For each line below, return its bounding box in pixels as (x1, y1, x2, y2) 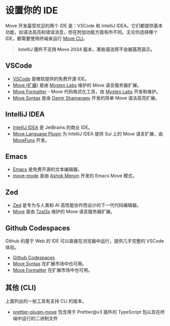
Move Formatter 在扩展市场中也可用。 (12, 267, 93, 273)
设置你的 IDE (5, 5, 58, 16)
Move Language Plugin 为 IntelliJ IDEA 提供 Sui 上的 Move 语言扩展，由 (12, 131, 163, 137)
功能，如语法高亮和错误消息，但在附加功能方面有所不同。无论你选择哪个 (5, 29, 158, 35)
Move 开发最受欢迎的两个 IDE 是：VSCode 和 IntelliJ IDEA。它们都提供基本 (5, 23, 163, 29)
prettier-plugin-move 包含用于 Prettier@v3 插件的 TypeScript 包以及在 (12, 309, 161, 315)
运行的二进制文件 (22, 315, 58, 321)
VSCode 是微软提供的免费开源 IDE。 (12, 75, 90, 82)
